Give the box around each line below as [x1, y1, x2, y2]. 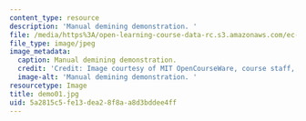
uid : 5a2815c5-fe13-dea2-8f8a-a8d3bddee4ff [9, 97, 178, 107]
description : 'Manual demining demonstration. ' [9, 22, 198, 31]
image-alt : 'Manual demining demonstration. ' [17, 73, 198, 82]
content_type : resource [9, 13, 100, 23]
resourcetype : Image [9, 81, 88, 90]
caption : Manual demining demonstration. [17, 55, 178, 65]
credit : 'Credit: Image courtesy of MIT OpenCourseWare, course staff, [17, 65, 296, 74]
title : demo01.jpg [9, 89, 79, 98]
